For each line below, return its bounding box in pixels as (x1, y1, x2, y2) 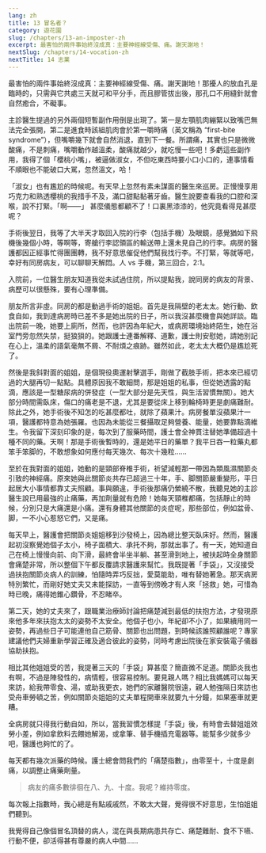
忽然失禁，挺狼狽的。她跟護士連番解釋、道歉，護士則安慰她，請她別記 (28, 330, 258, 341)
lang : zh (8, 11, 37, 20)
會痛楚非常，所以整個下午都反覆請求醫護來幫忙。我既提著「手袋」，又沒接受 (8, 559, 255, 569)
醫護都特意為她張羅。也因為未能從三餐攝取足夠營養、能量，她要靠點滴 (21, 417, 251, 426)
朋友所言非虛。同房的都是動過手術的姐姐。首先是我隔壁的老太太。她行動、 (8, 301, 251, 310)
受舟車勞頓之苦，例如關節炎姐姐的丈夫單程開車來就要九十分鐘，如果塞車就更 (8, 692, 258, 702)
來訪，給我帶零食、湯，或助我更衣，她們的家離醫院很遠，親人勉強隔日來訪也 (8, 682, 258, 691)
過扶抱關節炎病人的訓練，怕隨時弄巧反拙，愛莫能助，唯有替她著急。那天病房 (8, 569, 258, 579)
